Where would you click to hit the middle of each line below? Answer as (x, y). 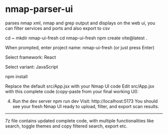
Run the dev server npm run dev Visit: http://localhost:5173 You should (85, 101)
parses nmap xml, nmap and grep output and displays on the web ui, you (80, 23)
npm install (16, 76)
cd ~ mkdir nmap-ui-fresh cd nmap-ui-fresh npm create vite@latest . (76, 38)
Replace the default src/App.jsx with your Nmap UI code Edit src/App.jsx (80, 86)
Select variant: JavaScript (32, 67)
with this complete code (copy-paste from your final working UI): (72, 91)
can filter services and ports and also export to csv (57, 28)
